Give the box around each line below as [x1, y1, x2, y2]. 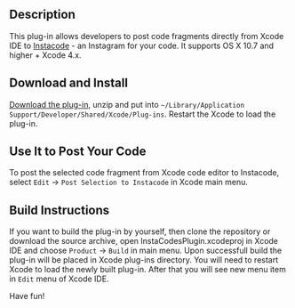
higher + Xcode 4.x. [9, 49, 82, 61]
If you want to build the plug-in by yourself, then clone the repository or [9, 226, 271, 237]
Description [9, 7, 76, 22]
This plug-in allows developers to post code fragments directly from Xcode [9, 30, 284, 41]
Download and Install [9, 76, 129, 91]
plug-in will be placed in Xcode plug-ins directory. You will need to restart [9, 255, 279, 265]
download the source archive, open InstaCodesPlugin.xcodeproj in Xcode [9, 236, 278, 247]
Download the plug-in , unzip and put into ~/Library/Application [9, 99, 245, 109]
